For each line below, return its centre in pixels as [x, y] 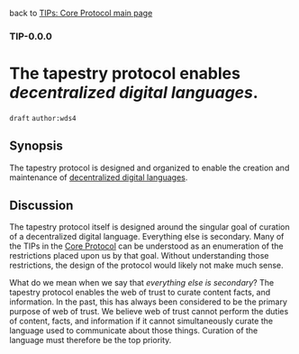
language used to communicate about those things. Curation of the [134, 331]
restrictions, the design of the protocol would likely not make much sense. [146, 266]
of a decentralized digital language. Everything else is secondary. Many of [147, 237]
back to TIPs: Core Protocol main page [81, 13]
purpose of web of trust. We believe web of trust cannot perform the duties [149, 312]
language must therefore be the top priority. [91, 340]
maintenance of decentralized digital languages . [99, 177]
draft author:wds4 [43, 118]
